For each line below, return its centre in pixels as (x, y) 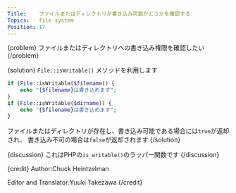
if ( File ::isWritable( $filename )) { (61, 84)
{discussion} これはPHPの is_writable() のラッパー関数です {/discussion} (113, 154)
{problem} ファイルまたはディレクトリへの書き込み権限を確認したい (106, 48)
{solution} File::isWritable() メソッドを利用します (82, 70)
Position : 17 (26, 27)
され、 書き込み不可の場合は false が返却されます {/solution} (94, 139)
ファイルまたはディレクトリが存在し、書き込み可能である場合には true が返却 (118, 130)
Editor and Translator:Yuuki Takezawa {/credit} (75, 182)
